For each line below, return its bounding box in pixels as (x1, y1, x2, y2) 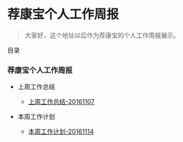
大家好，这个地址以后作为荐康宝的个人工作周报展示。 (24, 31, 180, 39)
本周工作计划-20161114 (28, 127, 94, 136)
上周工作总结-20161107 (28, 98, 95, 106)
